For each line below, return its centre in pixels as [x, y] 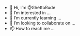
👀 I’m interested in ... [30, 13]
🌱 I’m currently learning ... [35, 18]
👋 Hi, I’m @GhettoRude [32, 8]
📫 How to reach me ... [32, 28]
